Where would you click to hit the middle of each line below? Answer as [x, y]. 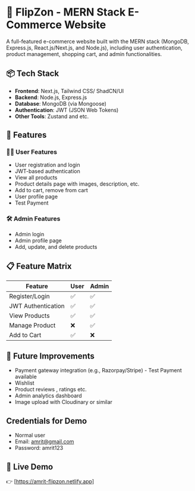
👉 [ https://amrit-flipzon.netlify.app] [50, 481]
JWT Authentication [37, 305]
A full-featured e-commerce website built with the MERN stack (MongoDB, [97, 41]
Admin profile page [38, 240]
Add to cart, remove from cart [51, 190]
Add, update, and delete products [56, 246]
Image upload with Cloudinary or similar [64, 402]
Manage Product [32, 325]
